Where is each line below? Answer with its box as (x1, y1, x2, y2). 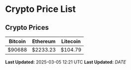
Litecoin (61, 38, 81, 45)
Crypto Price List (5, 3, 76, 15)
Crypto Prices (5, 23, 49, 32)
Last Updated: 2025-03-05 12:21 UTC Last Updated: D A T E (5, 59, 127, 65)
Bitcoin (8, 38, 26, 45)
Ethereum (32, 38, 56, 45)
